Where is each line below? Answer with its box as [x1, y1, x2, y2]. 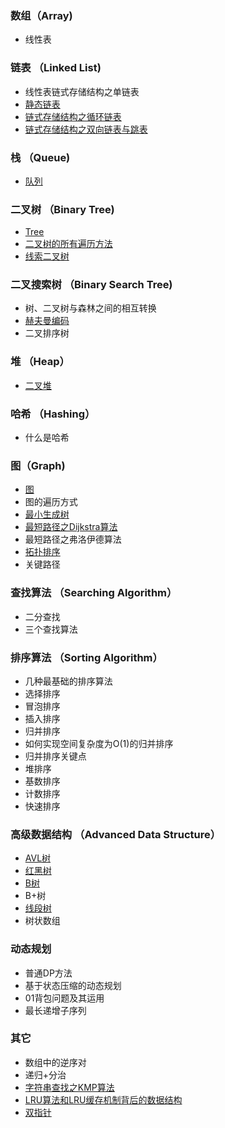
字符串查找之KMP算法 [24, 1081, 115, 1093]
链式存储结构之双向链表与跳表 [24, 123, 148, 135]
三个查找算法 [24, 623, 78, 635]
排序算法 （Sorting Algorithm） [10, 650, 163, 664]
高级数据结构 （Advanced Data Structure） [10, 827, 222, 841]
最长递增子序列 [24, 1004, 87, 1016]
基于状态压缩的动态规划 [24, 979, 122, 991]
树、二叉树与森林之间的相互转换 [24, 302, 157, 314]
